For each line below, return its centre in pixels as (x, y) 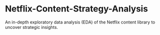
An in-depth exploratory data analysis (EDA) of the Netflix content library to (80, 22)
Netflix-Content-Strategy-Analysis (77, 9)
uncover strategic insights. (32, 27)
